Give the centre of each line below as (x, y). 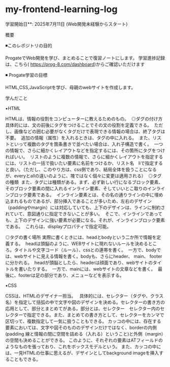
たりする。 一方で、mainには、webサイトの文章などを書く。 (91, 269)
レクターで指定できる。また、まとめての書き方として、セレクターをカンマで (85, 315)
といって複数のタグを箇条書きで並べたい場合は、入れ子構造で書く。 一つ (86, 144)
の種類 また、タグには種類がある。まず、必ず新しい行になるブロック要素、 (84, 182)
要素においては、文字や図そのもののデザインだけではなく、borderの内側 (81, 327)
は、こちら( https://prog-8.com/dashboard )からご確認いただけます (75, 64)
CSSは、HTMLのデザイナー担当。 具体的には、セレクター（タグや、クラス (84, 296)
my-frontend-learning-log (61, 9)
